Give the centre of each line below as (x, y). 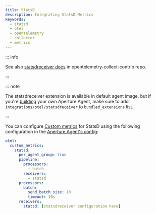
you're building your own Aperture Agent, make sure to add (67, 101)
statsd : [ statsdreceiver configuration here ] (72, 206)
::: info (12, 57)
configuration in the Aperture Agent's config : (52, 131)
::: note (13, 86)
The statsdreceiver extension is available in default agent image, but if (78, 96)
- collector (22, 38)
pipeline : (29, 160)
